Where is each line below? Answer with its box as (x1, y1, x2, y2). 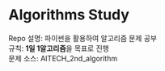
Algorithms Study (8, 6, 129, 24)
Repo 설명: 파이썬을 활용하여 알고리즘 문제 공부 (8, 33, 158, 43)
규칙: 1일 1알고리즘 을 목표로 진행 (8, 43, 109, 53)
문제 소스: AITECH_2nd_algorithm (8, 53, 118, 63)
